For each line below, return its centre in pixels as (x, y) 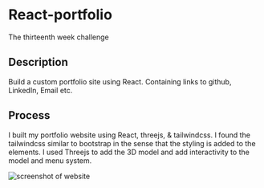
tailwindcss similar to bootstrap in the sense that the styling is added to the (132, 143)
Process (29, 115)
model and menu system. (50, 160)
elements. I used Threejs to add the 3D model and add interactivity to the (129, 152)
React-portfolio (60, 15)
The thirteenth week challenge (59, 37)
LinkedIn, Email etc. (41, 90)
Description (38, 62)
